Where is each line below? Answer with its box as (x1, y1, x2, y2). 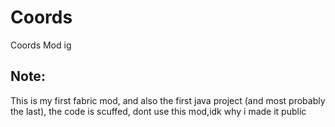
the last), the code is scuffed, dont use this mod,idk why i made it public (10, 105, 307, 117)
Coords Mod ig (10, 39, 72, 51)
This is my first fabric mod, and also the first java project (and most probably (10, 94, 326, 106)
